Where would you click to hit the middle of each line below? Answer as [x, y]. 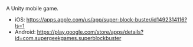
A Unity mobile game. [32, 8]
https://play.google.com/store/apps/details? [90, 32]
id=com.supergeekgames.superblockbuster [68, 38]
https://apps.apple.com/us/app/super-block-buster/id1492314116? [107, 19]
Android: [25, 32]
